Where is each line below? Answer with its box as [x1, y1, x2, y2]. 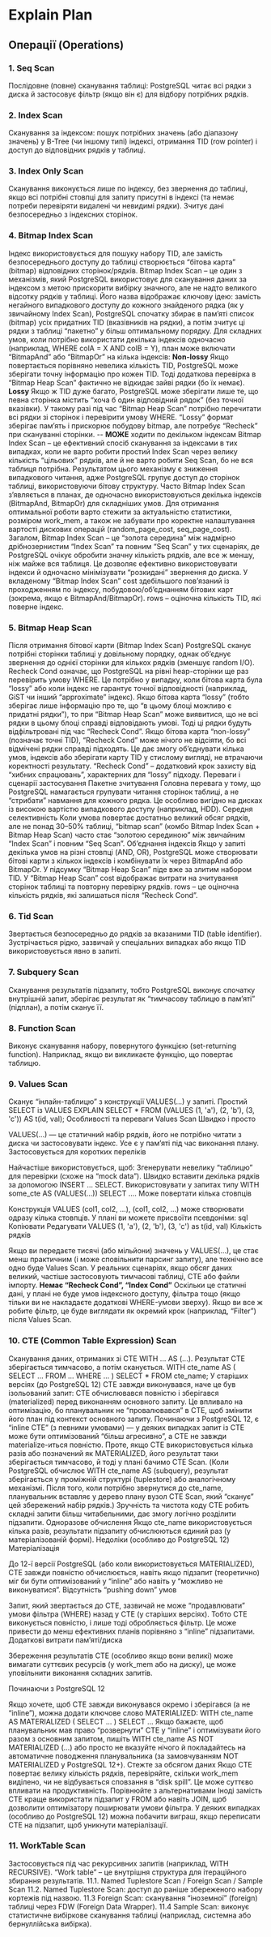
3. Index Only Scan [8, 165, 84, 177]
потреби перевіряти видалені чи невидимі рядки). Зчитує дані [8, 201, 224, 211]
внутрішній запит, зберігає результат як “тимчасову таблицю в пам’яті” [8, 994, 256, 1003]
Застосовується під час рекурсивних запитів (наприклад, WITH [8, 1858, 229, 1868]
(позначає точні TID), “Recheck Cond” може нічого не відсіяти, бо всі [8, 736, 247, 745]
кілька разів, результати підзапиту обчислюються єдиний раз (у [8, 1526, 231, 1535]
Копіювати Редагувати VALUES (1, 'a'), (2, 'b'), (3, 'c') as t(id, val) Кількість [8, 1222, 263, 1231]
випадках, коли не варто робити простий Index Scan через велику [8, 446, 239, 456]
